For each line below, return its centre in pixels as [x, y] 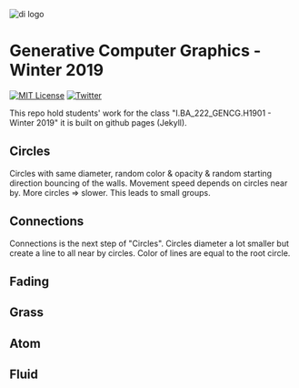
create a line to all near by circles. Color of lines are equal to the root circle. [150, 253]
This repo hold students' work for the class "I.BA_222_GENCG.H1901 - [140, 113]
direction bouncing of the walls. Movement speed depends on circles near [149, 183]
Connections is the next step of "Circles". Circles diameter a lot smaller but [149, 243]
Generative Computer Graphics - [135, 51]
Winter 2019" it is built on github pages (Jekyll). [99, 122]
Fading [30, 281]
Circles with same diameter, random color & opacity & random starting [141, 173]
